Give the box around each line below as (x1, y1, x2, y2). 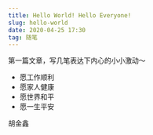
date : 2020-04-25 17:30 (8, 26, 86, 34)
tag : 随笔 (8, 33, 38, 42)
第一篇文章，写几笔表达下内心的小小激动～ (8, 56, 146, 65)
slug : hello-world (8, 19, 68, 27)
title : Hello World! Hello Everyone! (8, 11, 132, 20)
